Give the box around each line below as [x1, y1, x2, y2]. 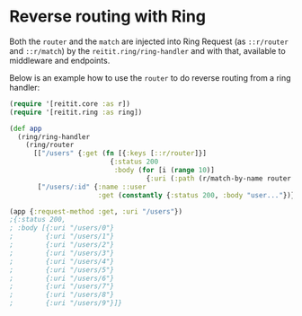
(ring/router [25, 141, 75, 150]
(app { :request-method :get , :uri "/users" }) [9, 206, 182, 216]
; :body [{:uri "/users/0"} [9, 224, 115, 233]
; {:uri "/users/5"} [9, 265, 115, 275]
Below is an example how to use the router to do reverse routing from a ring [9, 72, 291, 83]
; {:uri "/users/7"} [9, 282, 115, 291]
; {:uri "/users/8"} [9, 290, 115, 300]
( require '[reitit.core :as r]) [9, 99, 130, 109]
